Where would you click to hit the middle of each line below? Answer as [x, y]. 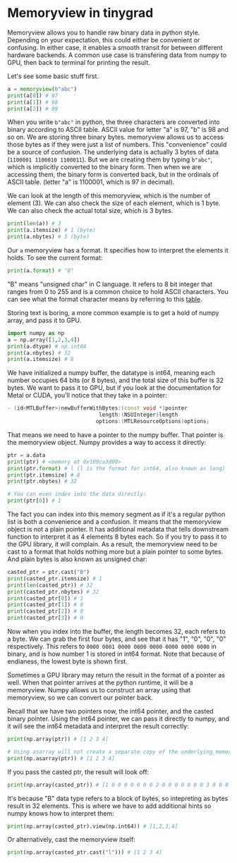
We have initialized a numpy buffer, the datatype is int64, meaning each [111, 373]
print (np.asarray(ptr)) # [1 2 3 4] [61, 758]
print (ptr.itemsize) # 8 [44, 475]
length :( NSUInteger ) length [138, 415]
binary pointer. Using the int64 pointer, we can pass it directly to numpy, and [118, 719]
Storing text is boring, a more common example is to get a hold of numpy [113, 312]
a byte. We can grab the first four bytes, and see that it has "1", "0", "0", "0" [117, 639]
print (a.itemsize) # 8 [41, 360]
